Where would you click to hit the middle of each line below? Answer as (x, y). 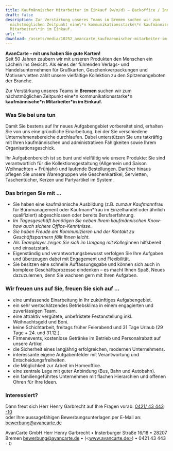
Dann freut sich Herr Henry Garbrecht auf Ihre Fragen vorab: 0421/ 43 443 (84, 406)
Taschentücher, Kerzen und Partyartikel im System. (60, 180)
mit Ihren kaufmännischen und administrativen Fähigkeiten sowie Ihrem (81, 142)
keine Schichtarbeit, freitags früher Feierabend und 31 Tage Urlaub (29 (88, 327)
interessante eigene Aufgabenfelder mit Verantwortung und (76, 354)
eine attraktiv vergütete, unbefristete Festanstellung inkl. (73, 316)
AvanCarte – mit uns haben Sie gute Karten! (53, 53)
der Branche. (19, 81)
